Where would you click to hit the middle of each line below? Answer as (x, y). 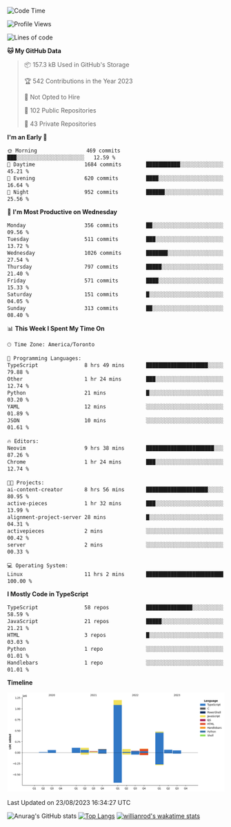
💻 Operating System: (38, 566)
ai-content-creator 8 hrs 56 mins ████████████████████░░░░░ (115, 490)
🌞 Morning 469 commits (64, 151)
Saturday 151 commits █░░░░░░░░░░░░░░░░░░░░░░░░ (115, 294)
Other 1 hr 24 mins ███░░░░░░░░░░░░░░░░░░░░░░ (115, 379)
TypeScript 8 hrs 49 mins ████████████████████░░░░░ (115, 365)
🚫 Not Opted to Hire (52, 97)
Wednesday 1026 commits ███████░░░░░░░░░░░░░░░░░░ (115, 253)
